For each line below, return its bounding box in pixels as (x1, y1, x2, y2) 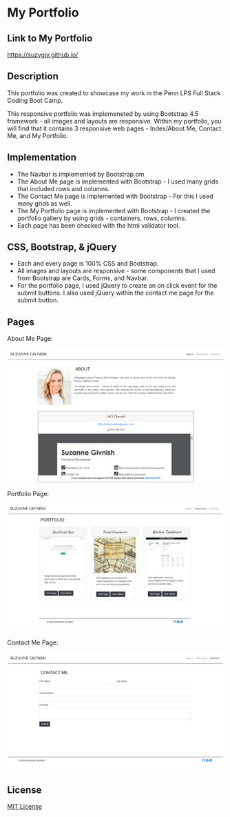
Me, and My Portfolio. (7, 131, 69, 139)
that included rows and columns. (17, 184, 110, 193)
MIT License (7, 803, 43, 811)
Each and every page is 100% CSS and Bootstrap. (17, 259, 159, 268)
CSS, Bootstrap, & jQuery (7, 242, 117, 253)
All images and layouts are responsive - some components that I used (17, 267, 216, 275)
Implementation (7, 152, 77, 164)
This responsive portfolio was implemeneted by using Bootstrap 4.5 (7, 109, 199, 118)
